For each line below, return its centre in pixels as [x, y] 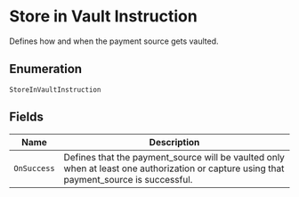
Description [174, 142]
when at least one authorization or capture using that [174, 168]
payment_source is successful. [128, 179]
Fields [27, 117]
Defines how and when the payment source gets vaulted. [114, 41]
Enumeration [46, 69]
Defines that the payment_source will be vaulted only [174, 157]
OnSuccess [34, 168]
